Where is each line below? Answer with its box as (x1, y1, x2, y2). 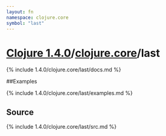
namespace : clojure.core (6, 15, 69, 21)
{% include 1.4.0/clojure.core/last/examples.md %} (6, 89, 133, 97)
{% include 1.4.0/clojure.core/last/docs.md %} (6, 66, 121, 73)
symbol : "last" (6, 20, 45, 26)
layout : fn (6, 8, 34, 15)
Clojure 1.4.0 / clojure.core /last (6, 46, 160, 60)
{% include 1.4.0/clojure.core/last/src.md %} (6, 123, 117, 131)
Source (6, 107, 34, 117)
